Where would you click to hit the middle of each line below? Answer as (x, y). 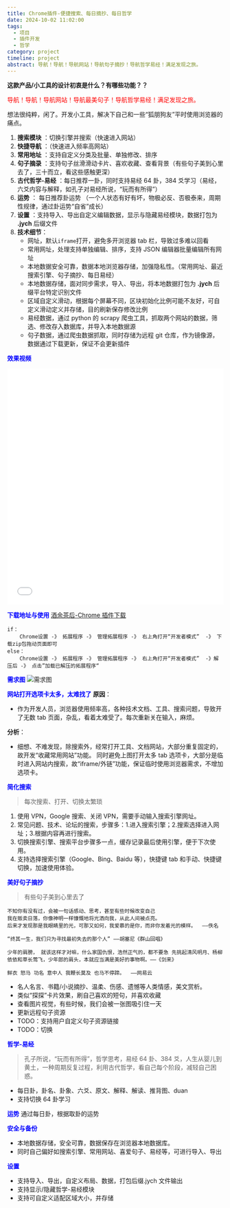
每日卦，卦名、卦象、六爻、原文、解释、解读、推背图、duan (102, 1090)
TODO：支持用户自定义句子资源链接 (68, 1020)
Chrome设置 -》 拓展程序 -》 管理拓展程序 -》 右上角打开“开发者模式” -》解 (119, 658)
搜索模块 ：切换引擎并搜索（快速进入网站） (78, 137)
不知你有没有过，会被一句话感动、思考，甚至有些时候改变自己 (81, 911)
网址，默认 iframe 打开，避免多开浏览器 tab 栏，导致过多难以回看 (118, 241)
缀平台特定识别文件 (55, 292)
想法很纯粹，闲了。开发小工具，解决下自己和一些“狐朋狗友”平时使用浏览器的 (115, 114)
